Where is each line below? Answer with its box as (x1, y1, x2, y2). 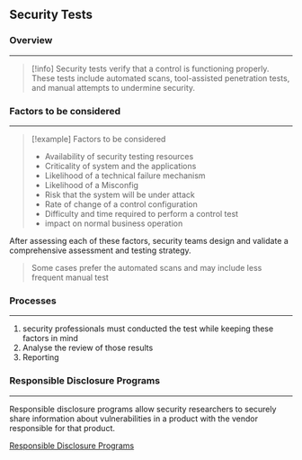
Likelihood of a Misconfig (44, 179, 139, 190)
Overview (9, 34, 53, 47)
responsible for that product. (9, 422, 115, 433)
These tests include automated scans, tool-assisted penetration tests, (31, 72, 290, 84)
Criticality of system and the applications (44, 160, 197, 171)
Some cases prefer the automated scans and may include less (31, 262, 262, 273)
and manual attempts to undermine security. (31, 82, 196, 93)
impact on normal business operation (44, 218, 183, 229)
